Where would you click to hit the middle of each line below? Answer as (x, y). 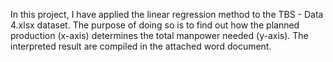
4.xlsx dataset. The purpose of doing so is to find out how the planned (155, 25)
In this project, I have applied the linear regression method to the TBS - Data (167, 14)
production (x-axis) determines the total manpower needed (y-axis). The (159, 35)
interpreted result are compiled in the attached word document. (141, 46)
